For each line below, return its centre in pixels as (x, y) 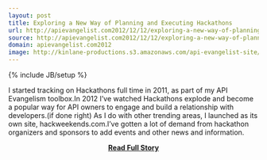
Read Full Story (133, 148)
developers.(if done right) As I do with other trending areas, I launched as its (133, 115)
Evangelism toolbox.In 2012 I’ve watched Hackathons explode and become (131, 99)
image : (19, 52)
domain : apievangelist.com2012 (60, 45)
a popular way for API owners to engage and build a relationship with (121, 107)
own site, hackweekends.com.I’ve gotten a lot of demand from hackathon (128, 124)
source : (21, 38)
